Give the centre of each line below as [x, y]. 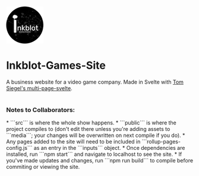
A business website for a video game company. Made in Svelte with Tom [95, 82]
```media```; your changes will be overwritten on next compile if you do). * [96, 135]
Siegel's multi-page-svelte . [39, 88]
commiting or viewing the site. [43, 167]
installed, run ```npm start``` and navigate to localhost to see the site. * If [94, 154]
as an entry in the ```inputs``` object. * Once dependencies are [109, 148]
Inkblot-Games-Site [56, 65]
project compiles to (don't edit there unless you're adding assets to [88, 129]
